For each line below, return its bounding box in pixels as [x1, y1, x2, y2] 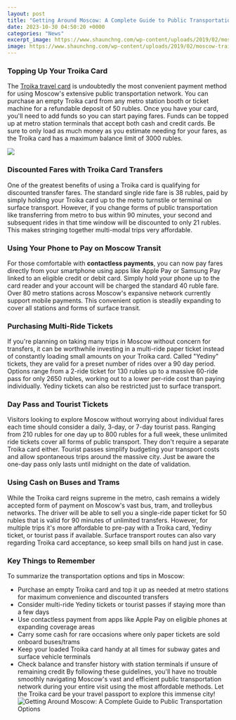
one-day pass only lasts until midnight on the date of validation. [7, 460, 191, 469]
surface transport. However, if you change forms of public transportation [7, 203, 218, 211]
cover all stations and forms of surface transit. [7, 303, 141, 312]
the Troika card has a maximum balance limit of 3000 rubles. [7, 134, 183, 142]
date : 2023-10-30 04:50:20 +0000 [7, 23, 105, 30]
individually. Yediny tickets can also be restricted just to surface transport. [7, 382, 222, 390]
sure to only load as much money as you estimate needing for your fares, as [7, 127, 227, 135]
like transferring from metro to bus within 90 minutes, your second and [7, 211, 212, 219]
